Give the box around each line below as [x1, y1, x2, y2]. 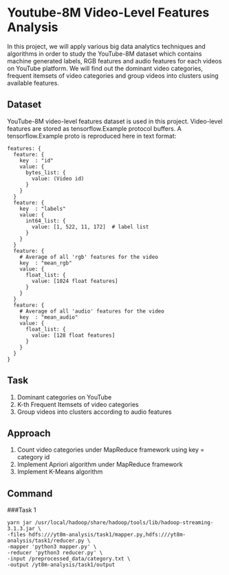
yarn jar [7, 519, 32, 526]
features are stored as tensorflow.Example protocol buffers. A [7, 124, 182, 132]
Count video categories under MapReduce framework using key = [17, 446, 205, 454]
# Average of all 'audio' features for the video [19, 308, 165, 315]
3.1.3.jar [7, 525, 36, 532]
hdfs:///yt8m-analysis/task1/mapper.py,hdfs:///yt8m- [28, 532, 186, 539]
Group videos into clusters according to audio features [17, 408, 172, 416]
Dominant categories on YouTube [17, 393, 112, 401]
